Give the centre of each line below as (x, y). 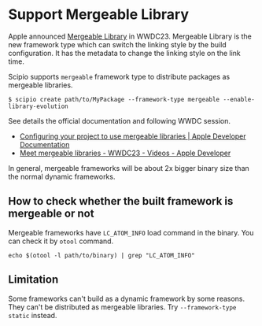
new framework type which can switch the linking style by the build (117, 44)
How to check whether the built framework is (121, 201)
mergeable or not (51, 214)
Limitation (33, 280)
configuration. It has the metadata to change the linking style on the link (125, 53)
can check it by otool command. (61, 241)
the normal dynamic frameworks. (62, 176)
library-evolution (38, 106)
